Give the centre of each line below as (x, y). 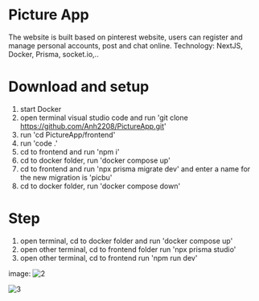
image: (20, 273)
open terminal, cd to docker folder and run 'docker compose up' (126, 241)
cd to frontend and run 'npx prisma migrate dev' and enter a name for (135, 169)
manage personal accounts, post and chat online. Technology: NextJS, (125, 45)
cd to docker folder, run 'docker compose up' (95, 160)
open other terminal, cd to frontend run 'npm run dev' (109, 258)
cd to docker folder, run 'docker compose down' (100, 186)
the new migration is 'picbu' (66, 177)
